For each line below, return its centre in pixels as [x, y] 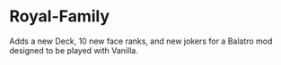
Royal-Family [60, 16]
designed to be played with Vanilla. [74, 50]
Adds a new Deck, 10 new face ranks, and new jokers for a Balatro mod [141, 41]
